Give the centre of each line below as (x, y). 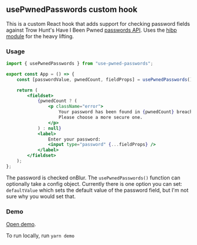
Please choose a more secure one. (101, 118)
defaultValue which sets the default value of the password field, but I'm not (97, 190)
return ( (27, 90)
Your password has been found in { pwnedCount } (116, 112)
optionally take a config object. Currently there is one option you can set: (94, 183)
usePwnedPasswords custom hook (72, 10)
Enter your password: (74, 139)
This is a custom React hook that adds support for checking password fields (98, 23)
